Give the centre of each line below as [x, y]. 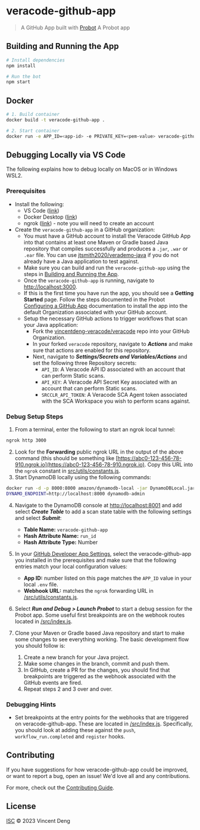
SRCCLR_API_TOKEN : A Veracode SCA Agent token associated [114, 394]
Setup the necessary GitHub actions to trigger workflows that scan [105, 318]
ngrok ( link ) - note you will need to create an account [89, 223]
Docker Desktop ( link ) [50, 217]
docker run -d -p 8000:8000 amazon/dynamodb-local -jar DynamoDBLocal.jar [101, 488]
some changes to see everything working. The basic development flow [102, 639]
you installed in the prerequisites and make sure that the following [96, 560]
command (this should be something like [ [66, 458]
